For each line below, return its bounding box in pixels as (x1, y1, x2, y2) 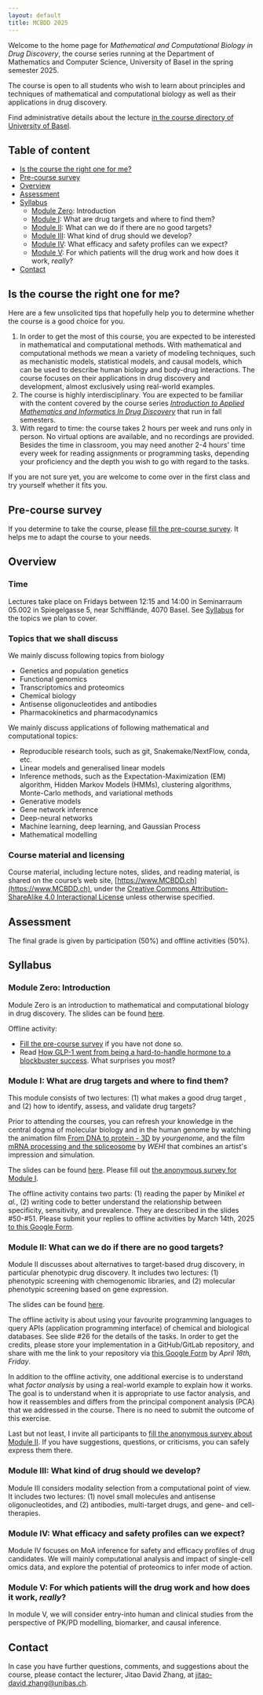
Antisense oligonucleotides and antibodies (19, 699, 157, 708)
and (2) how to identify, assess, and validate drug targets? (8, 1101, 196, 1111)
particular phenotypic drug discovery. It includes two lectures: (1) (8, 1268, 219, 1277)
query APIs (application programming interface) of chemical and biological (8, 1323, 250, 1333)
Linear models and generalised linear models (19, 763, 166, 772)
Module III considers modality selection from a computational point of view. (8, 1483, 251, 1492)
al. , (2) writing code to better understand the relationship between (8, 1197, 222, 1206)
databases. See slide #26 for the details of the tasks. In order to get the (8, 1332, 239, 1342)
